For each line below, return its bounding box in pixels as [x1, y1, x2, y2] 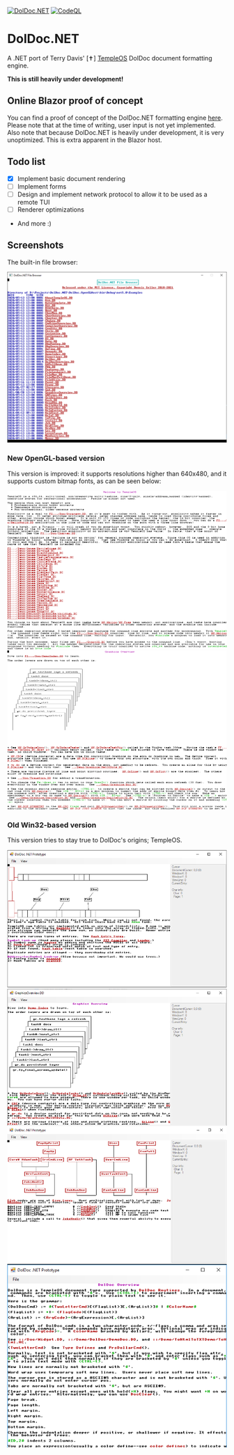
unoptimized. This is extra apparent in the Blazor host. [7, 136, 162, 144]
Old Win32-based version [7, 820, 97, 830]
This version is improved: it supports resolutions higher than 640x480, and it [7, 469, 227, 478]
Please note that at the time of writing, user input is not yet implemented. [7, 120, 216, 129]
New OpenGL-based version [7, 453, 105, 463]
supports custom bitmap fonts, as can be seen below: [7, 477, 162, 485]
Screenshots [7, 239, 64, 251]
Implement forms [17, 182, 67, 191]
